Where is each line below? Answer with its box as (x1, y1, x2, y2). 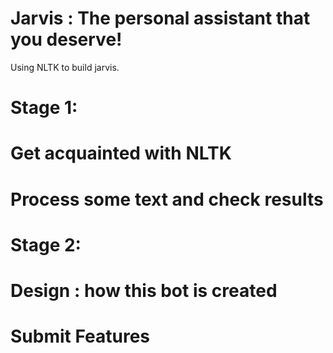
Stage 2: (10, 233, 82, 256)
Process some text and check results (10, 188, 324, 211)
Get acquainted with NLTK (10, 142, 232, 165)
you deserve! (10, 28, 123, 51)
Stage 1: (10, 97, 78, 119)
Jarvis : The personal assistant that (10, 7, 311, 30)
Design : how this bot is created (10, 279, 278, 302)
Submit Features (10, 325, 151, 348)
